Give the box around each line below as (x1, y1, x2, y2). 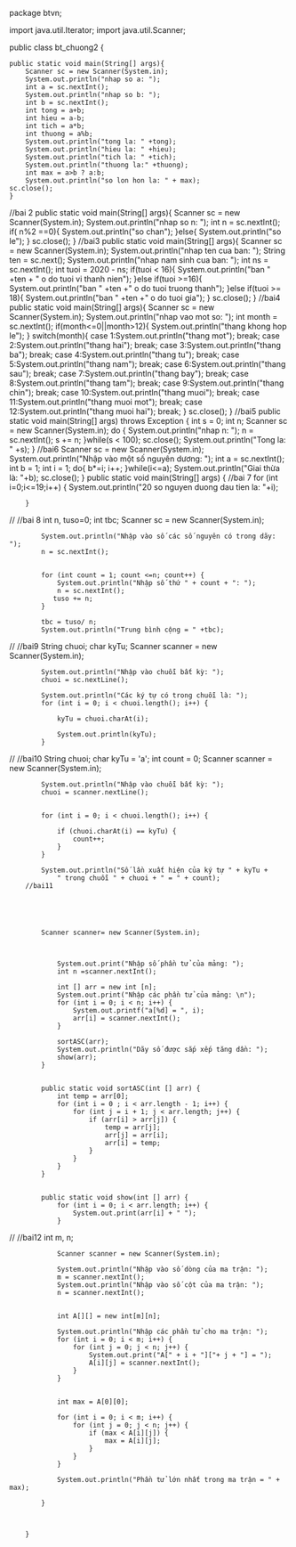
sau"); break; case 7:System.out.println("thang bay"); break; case (9, 369, 249, 379)
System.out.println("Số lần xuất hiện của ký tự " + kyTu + (41, 866, 268, 875)
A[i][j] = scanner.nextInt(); (88, 1358, 201, 1367)
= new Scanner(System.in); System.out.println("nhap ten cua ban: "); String (9, 245, 286, 256)
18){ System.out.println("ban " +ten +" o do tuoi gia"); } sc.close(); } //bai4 (9, 293, 281, 303)
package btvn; (9, 8, 62, 18)
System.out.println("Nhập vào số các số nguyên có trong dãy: (41, 532, 276, 541)
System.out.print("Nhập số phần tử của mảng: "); (56, 959, 244, 968)
